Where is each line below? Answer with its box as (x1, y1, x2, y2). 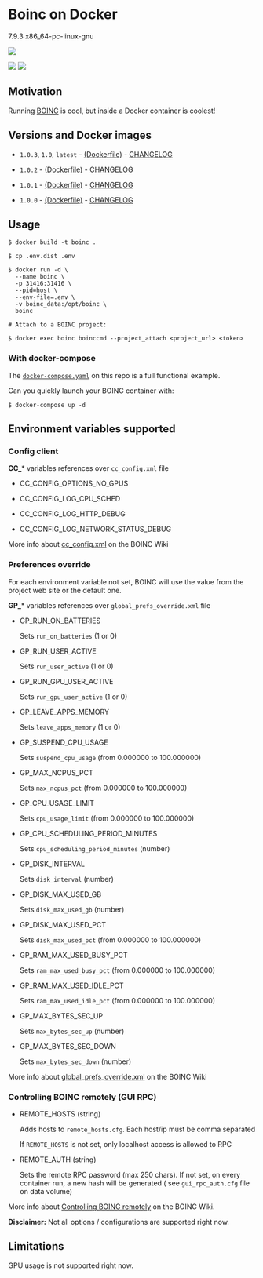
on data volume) (19, 1186, 73, 1196)
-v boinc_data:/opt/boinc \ (15, 300, 108, 308)
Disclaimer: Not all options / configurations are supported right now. (8, 1217, 230, 1226)
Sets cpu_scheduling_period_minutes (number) (19, 843, 170, 853)
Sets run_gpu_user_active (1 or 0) (19, 692, 128, 701)
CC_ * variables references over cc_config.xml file (8, 464, 169, 473)
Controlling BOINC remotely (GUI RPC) (8, 1091, 157, 1102)
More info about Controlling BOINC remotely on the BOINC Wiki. (8, 1202, 215, 1211)
